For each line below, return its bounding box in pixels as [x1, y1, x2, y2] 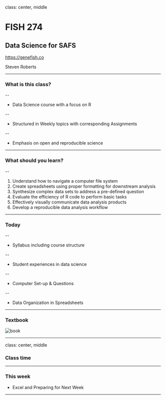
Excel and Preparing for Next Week [12, 384, 84, 390]
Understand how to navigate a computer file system [12, 178, 118, 184]
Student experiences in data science [12, 261, 87, 267]
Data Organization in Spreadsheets [12, 300, 83, 305]
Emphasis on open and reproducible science [12, 140, 103, 146]
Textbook [5, 316, 29, 323]
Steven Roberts [5, 64, 37, 70]
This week [5, 373, 31, 380]
